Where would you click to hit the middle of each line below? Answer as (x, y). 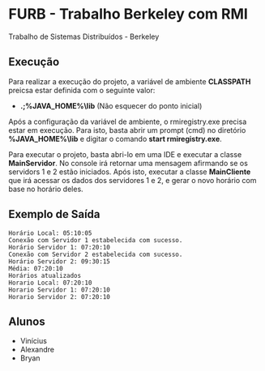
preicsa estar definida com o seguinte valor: (82, 90)
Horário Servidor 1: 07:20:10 (60, 247)
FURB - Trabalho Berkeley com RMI (128, 14)
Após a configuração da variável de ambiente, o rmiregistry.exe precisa (128, 122)
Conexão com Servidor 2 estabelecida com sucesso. (96, 254)
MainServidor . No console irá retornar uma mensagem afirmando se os (128, 163)
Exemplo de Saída (54, 214)
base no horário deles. (46, 189)
